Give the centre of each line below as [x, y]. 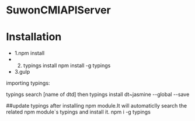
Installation [34, 37]
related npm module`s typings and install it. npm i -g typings [78, 112]
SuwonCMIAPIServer [58, 10]
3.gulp [22, 72]
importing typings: [28, 83]
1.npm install [29, 53]
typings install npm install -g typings [67, 65]
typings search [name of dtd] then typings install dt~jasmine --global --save [98, 95]
